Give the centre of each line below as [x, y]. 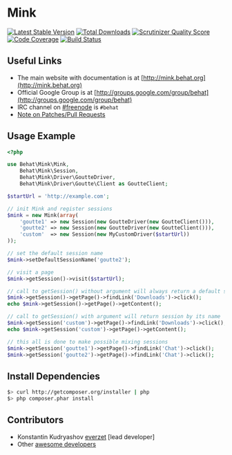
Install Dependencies [54, 376]
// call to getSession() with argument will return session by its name [114, 317]
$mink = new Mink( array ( [43, 215]
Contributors [36, 420]
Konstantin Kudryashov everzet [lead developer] [86, 436]
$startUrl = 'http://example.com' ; [58, 196]
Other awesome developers [57, 444]
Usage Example [41, 136]
